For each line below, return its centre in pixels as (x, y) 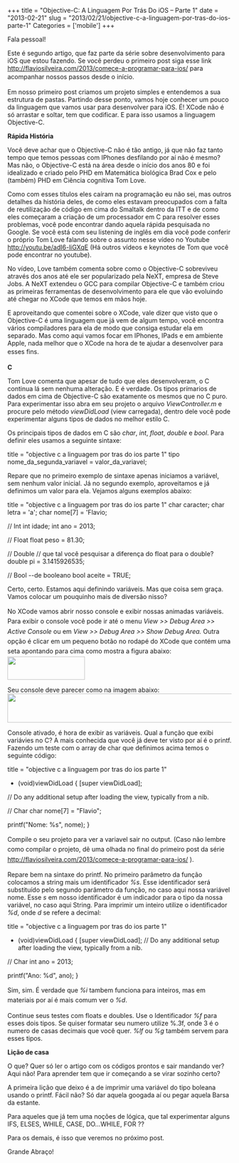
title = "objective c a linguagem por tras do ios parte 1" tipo (94, 454)
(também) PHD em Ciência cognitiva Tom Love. (77, 181)
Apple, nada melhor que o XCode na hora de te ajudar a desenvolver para (115, 343)
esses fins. (23, 352)
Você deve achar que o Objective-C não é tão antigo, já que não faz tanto (115, 150)
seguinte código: (32, 755)
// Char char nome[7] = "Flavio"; (54, 810)
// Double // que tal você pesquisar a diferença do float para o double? (111, 553)
